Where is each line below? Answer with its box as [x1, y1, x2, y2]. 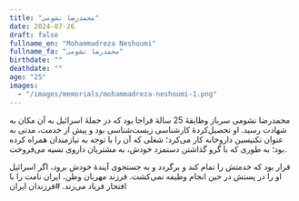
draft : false [9, 30, 59, 39]
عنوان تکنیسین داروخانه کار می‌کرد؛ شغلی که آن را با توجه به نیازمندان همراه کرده [9, 134, 284, 145]
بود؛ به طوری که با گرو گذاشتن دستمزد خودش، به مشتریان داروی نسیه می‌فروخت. [9, 143, 287, 155]
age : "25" [9, 73, 47, 82]
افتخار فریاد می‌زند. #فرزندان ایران [9, 180, 127, 191]
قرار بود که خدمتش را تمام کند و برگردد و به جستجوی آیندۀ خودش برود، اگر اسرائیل [9, 161, 291, 172]
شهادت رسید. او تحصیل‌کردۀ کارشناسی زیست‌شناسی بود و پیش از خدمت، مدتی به [9, 124, 287, 135]
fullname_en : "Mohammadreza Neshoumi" [9, 38, 156, 48]
